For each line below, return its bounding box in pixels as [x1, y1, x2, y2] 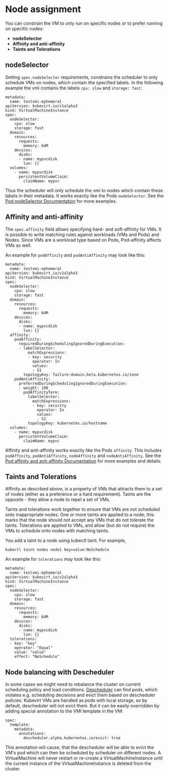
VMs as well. [5, 242, 32, 248]
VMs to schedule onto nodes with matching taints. [5, 528, 109, 534]
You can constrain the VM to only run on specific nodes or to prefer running [5, 20, 163, 26]
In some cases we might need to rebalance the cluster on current [5, 681, 141, 687]
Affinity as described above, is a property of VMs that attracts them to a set [5, 486, 162, 492]
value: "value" [14, 650, 46, 655]
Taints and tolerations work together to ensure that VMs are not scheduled [5, 506, 160, 513]
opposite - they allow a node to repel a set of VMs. [5, 496, 110, 503]
